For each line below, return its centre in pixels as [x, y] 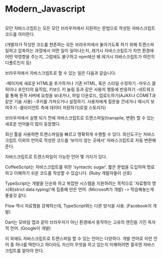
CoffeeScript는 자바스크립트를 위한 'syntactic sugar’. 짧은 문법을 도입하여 [75, 167]
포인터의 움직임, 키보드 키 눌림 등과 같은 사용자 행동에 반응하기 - [78, 89]
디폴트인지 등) [18, 63]
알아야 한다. [33, 250]
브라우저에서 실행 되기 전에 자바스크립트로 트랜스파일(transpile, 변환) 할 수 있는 [80, 118]
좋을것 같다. [16, 195]
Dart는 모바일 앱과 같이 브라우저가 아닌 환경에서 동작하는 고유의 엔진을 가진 [76, 222]
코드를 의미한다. [20, 34]
